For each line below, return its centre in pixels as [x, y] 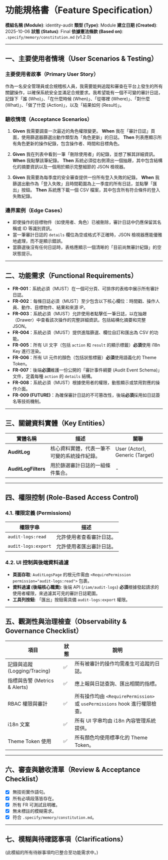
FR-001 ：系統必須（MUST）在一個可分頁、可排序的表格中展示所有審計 [85, 289]
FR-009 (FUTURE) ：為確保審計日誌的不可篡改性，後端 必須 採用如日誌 [84, 395]
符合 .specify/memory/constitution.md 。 [54, 817]
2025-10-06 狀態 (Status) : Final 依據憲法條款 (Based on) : [64, 31]
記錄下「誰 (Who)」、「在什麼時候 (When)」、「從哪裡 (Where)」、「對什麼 [77, 99]
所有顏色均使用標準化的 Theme [111, 737]
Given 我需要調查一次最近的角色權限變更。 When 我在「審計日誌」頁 [84, 131]
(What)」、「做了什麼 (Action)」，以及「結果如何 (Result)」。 [65, 105]
